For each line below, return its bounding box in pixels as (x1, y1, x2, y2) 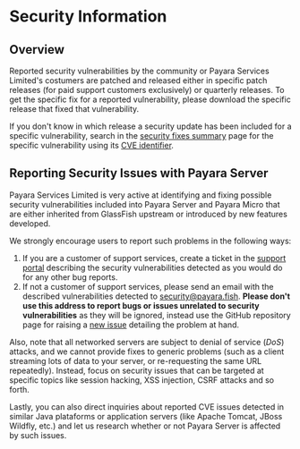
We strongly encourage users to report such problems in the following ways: (9, 235, 292, 246)
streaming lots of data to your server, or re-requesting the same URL (9, 355, 262, 366)
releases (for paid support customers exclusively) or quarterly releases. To (9, 85, 285, 95)
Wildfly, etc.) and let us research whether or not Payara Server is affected (9, 420, 281, 431)
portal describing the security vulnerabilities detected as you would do (21, 262, 283, 273)
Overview (9, 42, 65, 57)
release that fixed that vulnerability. (9, 104, 140, 114)
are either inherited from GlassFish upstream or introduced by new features (9, 208, 288, 219)
